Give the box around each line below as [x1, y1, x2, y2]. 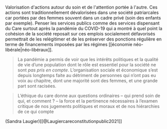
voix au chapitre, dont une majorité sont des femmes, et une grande [17, 77, 158, 83]
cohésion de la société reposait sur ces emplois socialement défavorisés [5, 31, 155, 36]
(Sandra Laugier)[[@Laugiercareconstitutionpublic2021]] [5, 118, 122, 124]
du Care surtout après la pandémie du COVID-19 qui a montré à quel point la [5, 25, 162, 31]
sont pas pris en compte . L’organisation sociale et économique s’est [17, 67, 158, 73]
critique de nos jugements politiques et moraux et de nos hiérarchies [17, 103, 160, 109]
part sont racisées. [17, 83, 57, 89]
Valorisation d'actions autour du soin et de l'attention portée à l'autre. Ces [5, 4, 158, 10]
